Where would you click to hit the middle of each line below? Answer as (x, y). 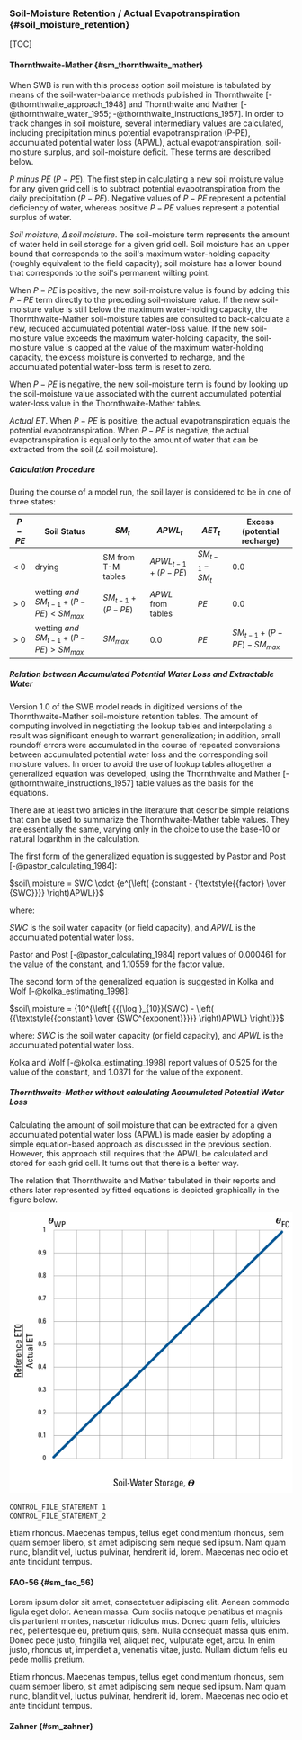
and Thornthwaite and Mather (183, 104)
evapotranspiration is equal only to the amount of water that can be (134, 440)
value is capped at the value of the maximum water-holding (154, 347)
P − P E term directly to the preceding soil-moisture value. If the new (135, 299)
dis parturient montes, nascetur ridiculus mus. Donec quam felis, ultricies (145, 1621)
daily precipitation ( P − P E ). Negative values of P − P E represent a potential (147, 198)
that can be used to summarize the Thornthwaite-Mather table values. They (149, 819)
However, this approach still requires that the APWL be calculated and (138, 1153)
